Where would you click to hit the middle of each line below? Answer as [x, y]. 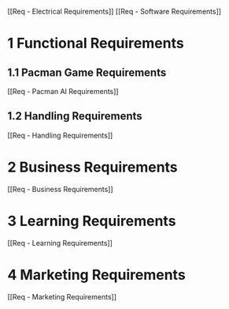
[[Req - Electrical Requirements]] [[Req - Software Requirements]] [114, 11]
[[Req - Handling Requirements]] [60, 135]
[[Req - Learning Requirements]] [60, 243]
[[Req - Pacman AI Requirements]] [63, 91]
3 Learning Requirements [92, 221]
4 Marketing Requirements [96, 275]
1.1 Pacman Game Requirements [87, 72]
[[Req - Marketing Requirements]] [62, 296]
